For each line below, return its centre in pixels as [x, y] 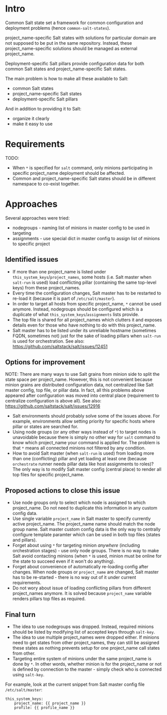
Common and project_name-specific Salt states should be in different [84, 178]
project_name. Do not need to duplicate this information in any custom [85, 508]
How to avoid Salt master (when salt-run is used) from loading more [83, 453]
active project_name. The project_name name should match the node [84, 524]
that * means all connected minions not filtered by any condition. [79, 448]
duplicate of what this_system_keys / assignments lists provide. [76, 314]
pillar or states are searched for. [45, 427]
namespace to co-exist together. [46, 183]
